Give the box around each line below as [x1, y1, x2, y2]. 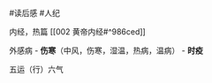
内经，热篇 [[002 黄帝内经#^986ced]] [9, 26, 146, 37]
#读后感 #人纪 [9, 8, 60, 18]
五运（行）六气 [9, 64, 64, 74]
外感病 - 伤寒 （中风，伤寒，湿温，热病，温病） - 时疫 [9, 45, 203, 56]
